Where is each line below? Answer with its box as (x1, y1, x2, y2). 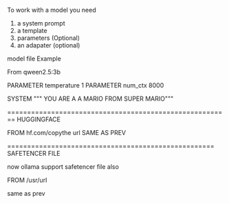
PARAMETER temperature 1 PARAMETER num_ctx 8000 (7, 81, 164, 89)
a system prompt (17, 19, 65, 27)
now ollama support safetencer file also (7, 163, 119, 171)
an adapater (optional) (17, 41, 80, 49)
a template (17, 27, 47, 34)
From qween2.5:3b (7, 68, 61, 76)
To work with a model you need (7, 6, 96, 14)
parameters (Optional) (17, 34, 80, 42)
